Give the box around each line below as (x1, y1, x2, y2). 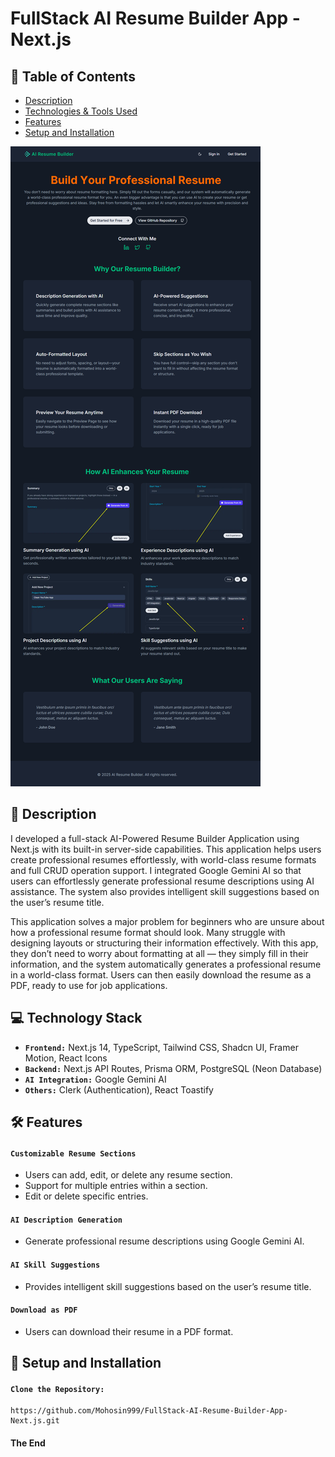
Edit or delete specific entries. (24, 1190, 149, 1202)
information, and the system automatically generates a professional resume (10, 958, 322, 970)
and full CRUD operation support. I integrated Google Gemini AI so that (10, 864, 302, 876)
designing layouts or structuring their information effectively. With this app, (10, 937, 319, 949)
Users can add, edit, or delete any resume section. (24, 1169, 233, 1181)
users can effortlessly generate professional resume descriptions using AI (10, 875, 315, 887)
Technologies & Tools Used (24, 105, 138, 117)
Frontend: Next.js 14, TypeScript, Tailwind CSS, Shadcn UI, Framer (24, 1041, 299, 1053)
